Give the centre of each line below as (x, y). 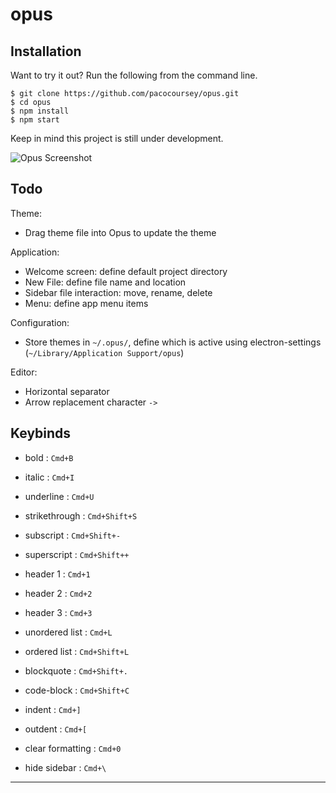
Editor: (24, 372)
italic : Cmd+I (49, 477)
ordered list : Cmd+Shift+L (77, 651)
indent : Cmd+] (53, 709)
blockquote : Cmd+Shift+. (76, 670)
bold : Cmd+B (49, 457)
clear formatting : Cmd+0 (73, 748)
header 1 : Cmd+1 (57, 574)
